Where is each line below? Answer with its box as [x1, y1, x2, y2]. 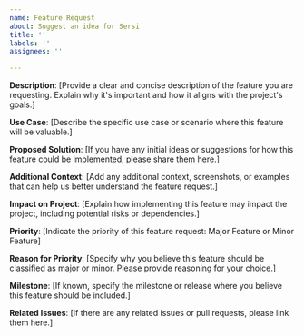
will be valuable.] [9, 126, 73, 137]
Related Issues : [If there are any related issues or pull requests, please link [9, 308, 289, 319]
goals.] [9, 99, 35, 110]
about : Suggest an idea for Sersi [9, 22, 141, 31]
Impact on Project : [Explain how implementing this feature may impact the [9, 199, 288, 210]
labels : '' [9, 38, 51, 48]
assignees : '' [9, 47, 64, 56]
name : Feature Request [9, 13, 95, 23]
